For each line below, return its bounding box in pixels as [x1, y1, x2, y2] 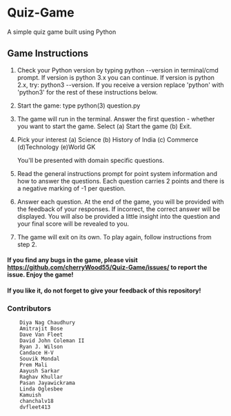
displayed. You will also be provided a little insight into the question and [17, 212, 221, 220]
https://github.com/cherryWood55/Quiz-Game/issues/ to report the [7, 264, 208, 272]
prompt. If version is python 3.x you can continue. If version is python [17, 73, 215, 81]
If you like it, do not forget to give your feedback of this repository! [7, 286, 201, 295]
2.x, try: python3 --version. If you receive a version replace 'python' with [17, 81, 224, 89]
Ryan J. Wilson [19, 344, 63, 350]
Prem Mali [19, 361, 48, 368]
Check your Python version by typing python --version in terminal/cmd [17, 66, 219, 74]
